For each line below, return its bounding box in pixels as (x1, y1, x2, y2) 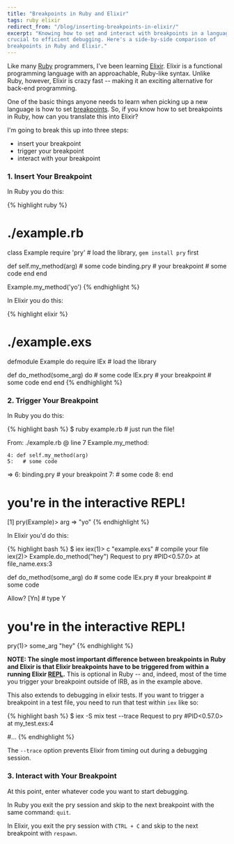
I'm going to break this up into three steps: (7, 126, 129, 134)
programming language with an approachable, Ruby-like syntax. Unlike (7, 69, 210, 77)
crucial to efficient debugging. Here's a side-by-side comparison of (7, 36, 217, 43)
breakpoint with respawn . (7, 829, 78, 837)
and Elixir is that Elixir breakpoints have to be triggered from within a (7, 663, 209, 671)
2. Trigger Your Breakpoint (7, 395, 99, 405)
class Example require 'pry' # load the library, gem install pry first (7, 248, 199, 257)
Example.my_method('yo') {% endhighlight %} (7, 283, 140, 292)
